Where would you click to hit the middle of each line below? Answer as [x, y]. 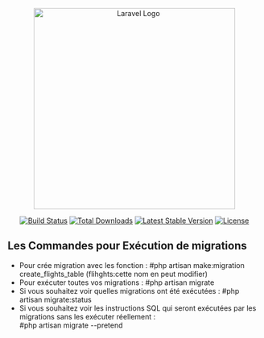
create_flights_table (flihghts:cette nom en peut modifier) [113, 274]
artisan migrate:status [55, 299]
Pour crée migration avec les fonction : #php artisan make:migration [132, 265]
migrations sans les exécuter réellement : [87, 316]
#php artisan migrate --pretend [71, 325]
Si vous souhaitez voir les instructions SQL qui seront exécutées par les [138, 308]
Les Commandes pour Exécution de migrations [127, 246]
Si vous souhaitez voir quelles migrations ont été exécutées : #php [129, 291]
